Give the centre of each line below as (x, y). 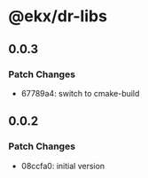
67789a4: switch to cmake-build (80, 93)
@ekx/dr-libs (58, 16)
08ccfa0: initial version (63, 166)
